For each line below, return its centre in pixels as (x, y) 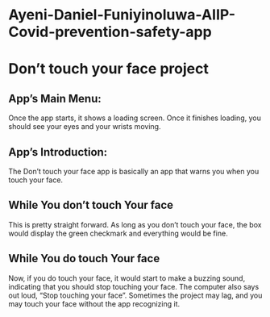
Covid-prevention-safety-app (110, 32)
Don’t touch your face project (109, 69)
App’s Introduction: (58, 152)
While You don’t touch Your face (91, 205)
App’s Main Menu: (55, 98)
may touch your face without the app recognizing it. (94, 303)
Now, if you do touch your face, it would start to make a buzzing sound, (127, 278)
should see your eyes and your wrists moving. (85, 127)
